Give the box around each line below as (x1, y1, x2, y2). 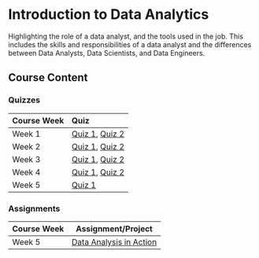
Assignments (8, 203, 61, 214)
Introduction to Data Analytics (8, 6, 209, 24)
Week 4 (12, 167, 41, 178)
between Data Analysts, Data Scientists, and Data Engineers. (8, 48, 205, 57)
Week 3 (12, 153, 41, 164)
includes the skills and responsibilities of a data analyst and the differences (8, 39, 252, 49)
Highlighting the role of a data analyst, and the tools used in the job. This (8, 31, 244, 41)
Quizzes (8, 94, 41, 105)
